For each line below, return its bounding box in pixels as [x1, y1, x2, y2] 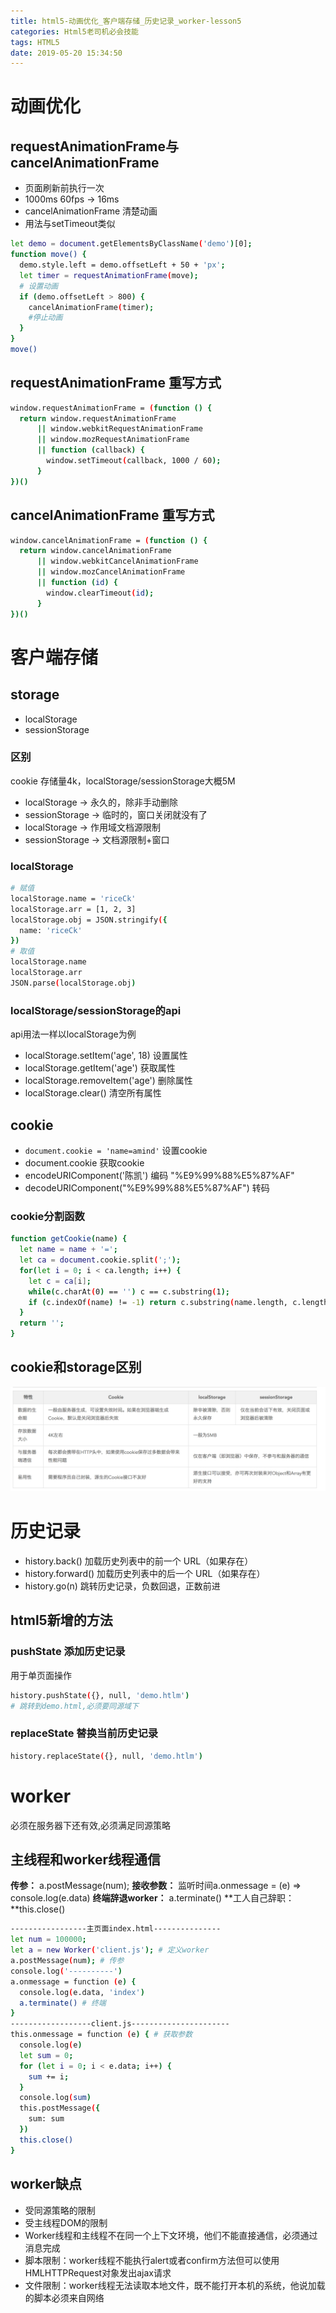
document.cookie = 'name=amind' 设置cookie [24, 1144, 208, 1156]
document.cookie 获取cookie [24, 1156, 145, 1169]
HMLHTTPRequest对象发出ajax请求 [24, 2266, 172, 2279]
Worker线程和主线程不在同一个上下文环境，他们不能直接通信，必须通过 [24, 2229, 318, 2241]
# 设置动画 [19, 281, 59, 291]
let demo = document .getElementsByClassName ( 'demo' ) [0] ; [10, 239, 253, 249]
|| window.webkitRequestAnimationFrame [36, 424, 203, 434]
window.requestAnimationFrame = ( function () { [10, 403, 213, 413]
